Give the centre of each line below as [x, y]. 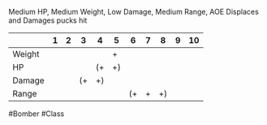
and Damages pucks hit [48, 20]
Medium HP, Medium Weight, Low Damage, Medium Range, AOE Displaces [134, 12]
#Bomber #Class [37, 114]
